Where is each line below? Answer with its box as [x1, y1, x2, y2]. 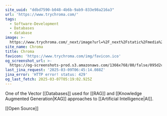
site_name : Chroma [5, 44, 43, 49]
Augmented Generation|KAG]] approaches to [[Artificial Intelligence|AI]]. [5, 96, 154, 102]
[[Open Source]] [5, 105, 39, 111]
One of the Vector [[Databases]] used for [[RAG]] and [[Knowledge [5, 90, 142, 96]
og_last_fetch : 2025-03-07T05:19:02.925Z [5, 77, 92, 82]
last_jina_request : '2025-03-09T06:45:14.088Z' [5, 68, 106, 73]
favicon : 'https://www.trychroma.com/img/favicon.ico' [5, 53, 121, 59]
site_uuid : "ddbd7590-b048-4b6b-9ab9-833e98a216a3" [5, 7, 114, 12]
